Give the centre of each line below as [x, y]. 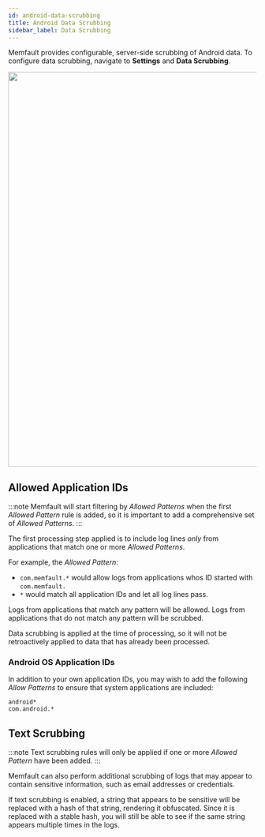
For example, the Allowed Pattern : [63, 562]
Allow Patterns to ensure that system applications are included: [111, 688]
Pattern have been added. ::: [54, 761]
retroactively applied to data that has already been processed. [109, 642]
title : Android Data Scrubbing [60, 23]
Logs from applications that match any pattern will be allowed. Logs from [127, 610]
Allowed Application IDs [68, 488]
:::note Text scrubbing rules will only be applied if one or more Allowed [123, 753]
